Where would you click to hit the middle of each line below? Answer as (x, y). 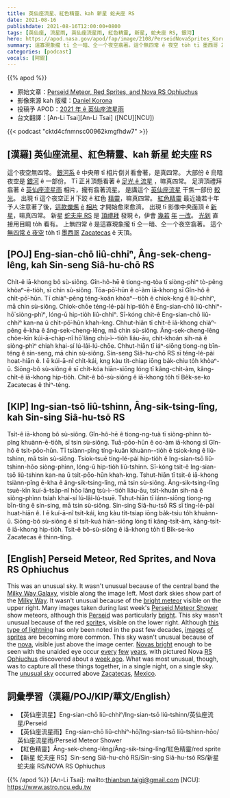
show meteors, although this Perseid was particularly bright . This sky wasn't (115, 615)
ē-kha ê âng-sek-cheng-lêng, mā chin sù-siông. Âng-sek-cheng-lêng (121, 331)
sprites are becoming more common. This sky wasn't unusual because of (111, 637)
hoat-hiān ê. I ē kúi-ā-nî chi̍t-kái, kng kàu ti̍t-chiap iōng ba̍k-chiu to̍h (103, 361)
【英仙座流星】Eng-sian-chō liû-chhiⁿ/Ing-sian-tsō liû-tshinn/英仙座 (112, 714)
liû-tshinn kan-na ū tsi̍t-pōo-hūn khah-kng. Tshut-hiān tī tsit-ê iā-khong (118, 475)
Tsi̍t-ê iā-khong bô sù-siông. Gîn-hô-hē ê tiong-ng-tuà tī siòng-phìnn (104, 434)
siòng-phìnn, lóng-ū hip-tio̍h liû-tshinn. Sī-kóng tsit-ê (114, 467)
